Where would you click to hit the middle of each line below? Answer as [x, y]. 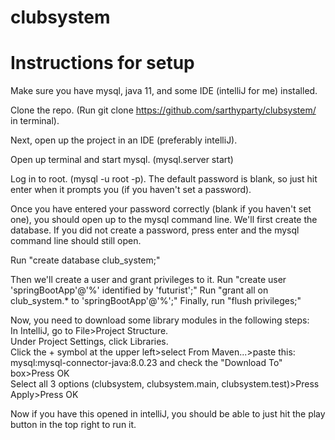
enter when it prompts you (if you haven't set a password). [131, 190]
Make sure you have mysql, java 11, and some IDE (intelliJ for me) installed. [164, 91]
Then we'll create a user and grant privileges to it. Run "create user [148, 280]
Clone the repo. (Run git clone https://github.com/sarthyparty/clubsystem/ [163, 110]
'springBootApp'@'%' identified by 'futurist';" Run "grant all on [139, 290]
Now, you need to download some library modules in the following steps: [160, 320]
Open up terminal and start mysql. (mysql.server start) [122, 160]
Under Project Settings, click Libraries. [89, 342]
